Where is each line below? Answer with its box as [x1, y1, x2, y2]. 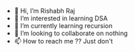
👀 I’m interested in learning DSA [14, 14, 109, 22]
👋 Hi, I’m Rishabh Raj [14, 7, 75, 15]
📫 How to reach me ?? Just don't [14, 37, 113, 45]
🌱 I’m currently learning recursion [14, 22, 113, 30]
